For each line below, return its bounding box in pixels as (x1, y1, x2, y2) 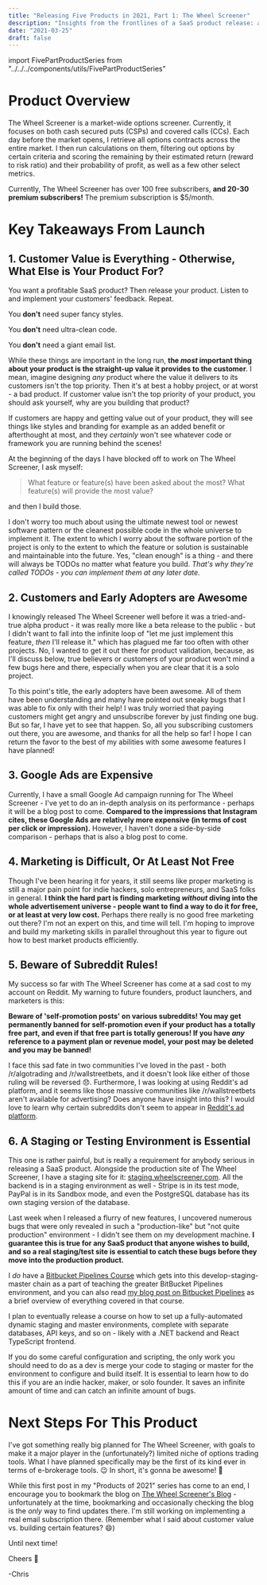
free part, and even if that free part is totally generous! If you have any (8, 1029, 245, 1038)
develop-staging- (201, 1271, 259, 1281)
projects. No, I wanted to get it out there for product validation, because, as (8, 645, 254, 655)
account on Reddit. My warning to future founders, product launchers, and (8, 987, 253, 998)
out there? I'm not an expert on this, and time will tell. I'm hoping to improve (8, 918, 255, 928)
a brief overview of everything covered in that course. (8, 1296, 185, 1306)
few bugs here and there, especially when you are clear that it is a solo (8, 663, 240, 672)
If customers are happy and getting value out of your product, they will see (8, 413, 253, 423)
